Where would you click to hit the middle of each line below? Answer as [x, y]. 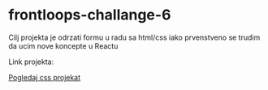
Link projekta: [31, 62]
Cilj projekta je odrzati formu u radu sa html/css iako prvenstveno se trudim [134, 37]
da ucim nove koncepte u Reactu [63, 45]
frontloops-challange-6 [90, 15]
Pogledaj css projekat [45, 77]
